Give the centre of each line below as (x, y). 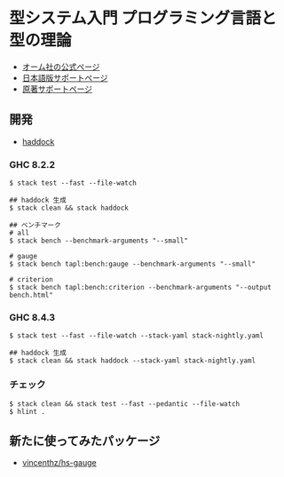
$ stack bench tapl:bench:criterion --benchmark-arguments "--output (141, 288)
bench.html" (31, 295)
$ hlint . (28, 411)
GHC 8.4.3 (32, 317)
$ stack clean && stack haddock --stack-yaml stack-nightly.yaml (132, 361)
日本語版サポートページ (65, 77)
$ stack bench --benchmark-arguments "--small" (99, 241)
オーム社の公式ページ (61, 67)
